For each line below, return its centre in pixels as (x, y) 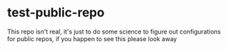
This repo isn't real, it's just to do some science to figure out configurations (114, 32)
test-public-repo (56, 13)
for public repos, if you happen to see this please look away (92, 38)
